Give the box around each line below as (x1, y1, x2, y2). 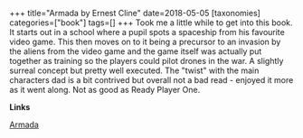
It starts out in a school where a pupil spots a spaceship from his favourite (9, 27, 285, 37)
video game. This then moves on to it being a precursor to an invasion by (9, 36, 281, 47)
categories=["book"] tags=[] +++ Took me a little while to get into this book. (9, 17, 293, 28)
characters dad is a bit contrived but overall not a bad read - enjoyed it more (9, 75, 294, 85)
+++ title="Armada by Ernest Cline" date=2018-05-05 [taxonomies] (9, 8, 260, 18)
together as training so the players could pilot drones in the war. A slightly (9, 56, 284, 66)
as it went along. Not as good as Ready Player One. (9, 85, 201, 95)
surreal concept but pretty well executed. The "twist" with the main (9, 65, 260, 76)
